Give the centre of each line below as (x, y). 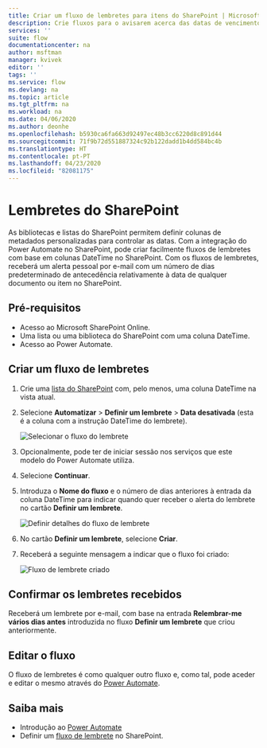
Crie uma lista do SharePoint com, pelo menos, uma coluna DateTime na (138, 388)
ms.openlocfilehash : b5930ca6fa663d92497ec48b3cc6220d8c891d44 (115, 134)
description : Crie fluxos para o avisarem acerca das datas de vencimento (135, 23)
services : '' (30, 30)
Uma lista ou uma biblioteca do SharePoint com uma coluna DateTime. (135, 336)
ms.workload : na (35, 112)
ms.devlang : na (33, 90)
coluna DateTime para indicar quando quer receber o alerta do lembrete (137, 499)
